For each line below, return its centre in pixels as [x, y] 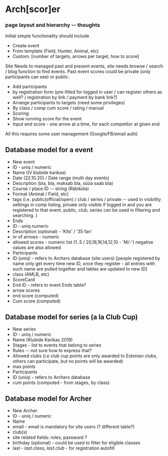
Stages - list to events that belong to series [57, 345]
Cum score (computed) [37, 301]
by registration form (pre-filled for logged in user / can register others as [87, 92]
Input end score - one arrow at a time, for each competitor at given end [86, 124]
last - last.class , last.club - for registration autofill [63, 448]
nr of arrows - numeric [36, 237]
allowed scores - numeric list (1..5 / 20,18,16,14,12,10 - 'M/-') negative [83, 242]
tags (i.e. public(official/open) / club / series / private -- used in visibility [87, 200]
